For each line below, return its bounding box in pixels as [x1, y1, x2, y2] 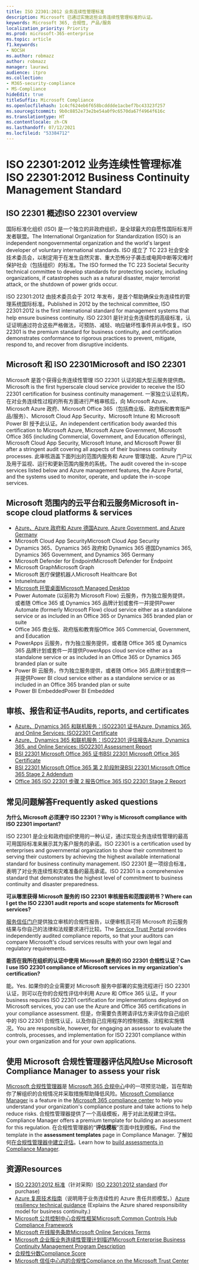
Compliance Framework [14, 1221, 73, 1228]
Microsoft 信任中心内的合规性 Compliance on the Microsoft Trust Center [14, 1257, 190, 1264]
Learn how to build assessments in [79, 1139, 164, 1146]
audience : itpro [6, 70, 46, 75]
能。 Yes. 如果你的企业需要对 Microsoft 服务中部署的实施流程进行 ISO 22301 [6, 982, 190, 989]
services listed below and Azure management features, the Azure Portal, [6, 467, 184, 474]
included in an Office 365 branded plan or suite [14, 681, 130, 688]
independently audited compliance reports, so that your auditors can [6, 932, 174, 940]
